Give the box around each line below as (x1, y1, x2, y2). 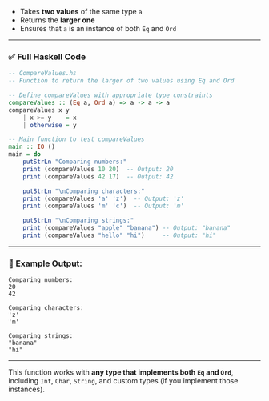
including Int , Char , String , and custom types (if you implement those (8, 376, 239, 386)
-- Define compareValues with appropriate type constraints (8, 91, 214, 99)
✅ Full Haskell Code (8, 51, 86, 62)
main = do (8, 150, 42, 158)
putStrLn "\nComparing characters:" (22, 187, 146, 195)
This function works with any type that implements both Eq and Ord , (8, 367, 234, 377)
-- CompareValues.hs (8, 70, 78, 78)
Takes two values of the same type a (19, 7, 143, 16)
